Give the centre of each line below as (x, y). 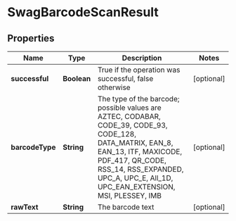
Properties (31, 38)
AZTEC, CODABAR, (129, 116)
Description (142, 58)
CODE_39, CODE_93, (132, 125)
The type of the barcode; (139, 99)
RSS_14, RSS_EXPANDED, (140, 169)
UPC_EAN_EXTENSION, (136, 187)
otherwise (114, 87)
